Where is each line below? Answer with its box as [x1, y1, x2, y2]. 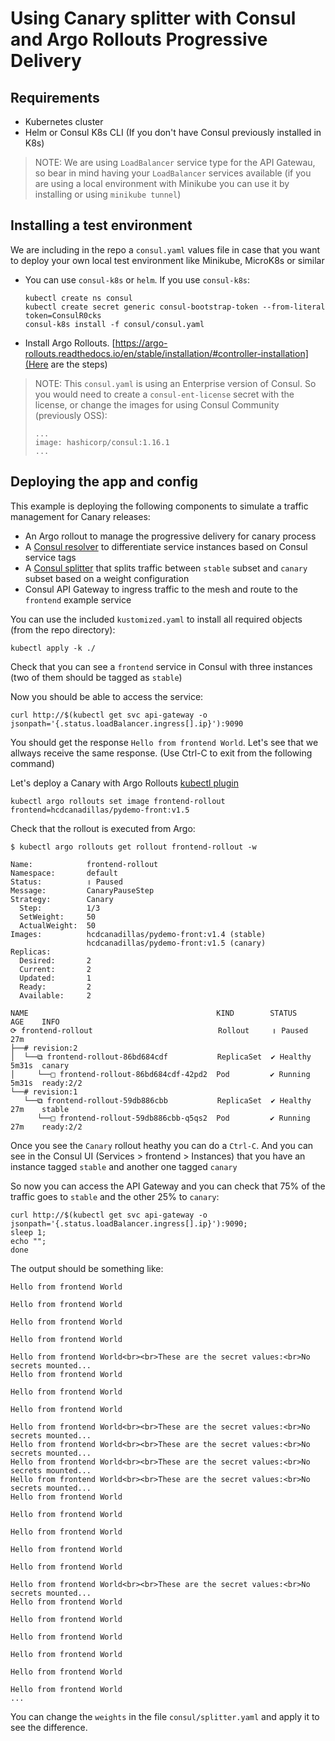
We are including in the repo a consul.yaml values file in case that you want [10, 243, 321, 256]
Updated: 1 [19, 973, 92, 983]
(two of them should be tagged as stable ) [10, 671, 183, 683]
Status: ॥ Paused [10, 877, 123, 887]
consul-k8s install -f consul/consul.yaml [24, 319, 205, 329]
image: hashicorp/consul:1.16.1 [34, 437, 170, 447]
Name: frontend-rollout [10, 859, 159, 869]
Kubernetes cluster [24, 116, 104, 127]
